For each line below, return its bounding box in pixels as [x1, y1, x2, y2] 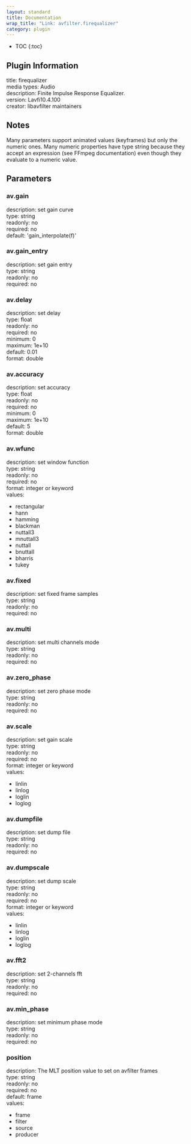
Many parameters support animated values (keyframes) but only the [6, 136, 178, 143]
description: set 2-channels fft [6, 970, 82, 977]
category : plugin [6, 26, 51, 32]
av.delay [6, 295, 32, 304]
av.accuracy [6, 370, 44, 378]
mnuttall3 [15, 535, 40, 542]
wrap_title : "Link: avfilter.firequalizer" [6, 20, 119, 26]
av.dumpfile [6, 814, 43, 823]
